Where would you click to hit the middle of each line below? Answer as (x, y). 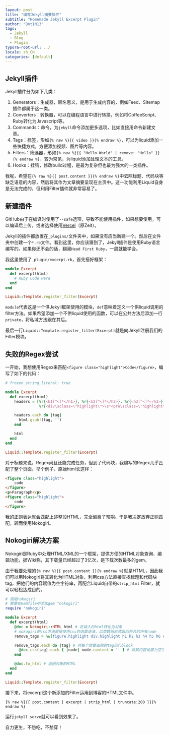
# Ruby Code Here (32, 278)
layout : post (19, 10)
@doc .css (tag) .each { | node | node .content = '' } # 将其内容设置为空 (90, 650)
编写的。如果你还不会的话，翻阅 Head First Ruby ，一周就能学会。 (73, 249)
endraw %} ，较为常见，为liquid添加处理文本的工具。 (73, 159)
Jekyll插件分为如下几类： (31, 92)
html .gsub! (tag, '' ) (40, 420)
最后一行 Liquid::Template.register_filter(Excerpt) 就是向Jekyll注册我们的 (84, 330)
